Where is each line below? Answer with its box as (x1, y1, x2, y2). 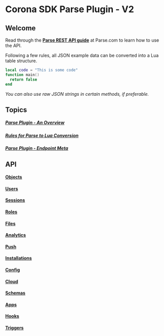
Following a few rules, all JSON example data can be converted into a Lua (5, 52, 159, 58)
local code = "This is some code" (5, 67, 78, 72)
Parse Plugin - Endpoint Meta (5, 145, 68, 152)
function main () (5, 72, 39, 77)
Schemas (5, 290, 26, 296)
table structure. (5, 58, 37, 64)
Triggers (5, 324, 24, 330)
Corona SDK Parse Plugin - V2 (5, 4, 134, 15)
